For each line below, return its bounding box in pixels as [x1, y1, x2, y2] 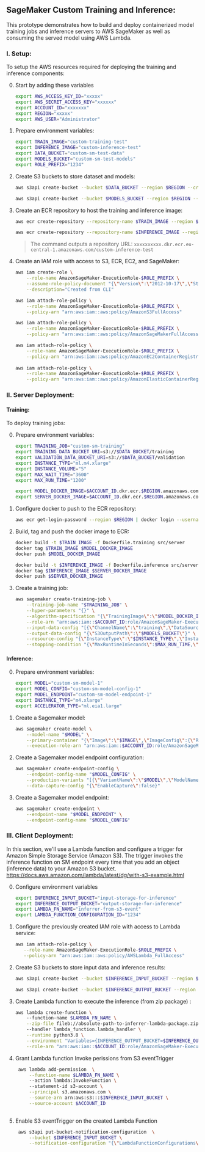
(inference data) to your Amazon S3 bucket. [6, 864, 117, 872]
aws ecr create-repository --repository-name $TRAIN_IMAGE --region [15, 218, 193, 225]
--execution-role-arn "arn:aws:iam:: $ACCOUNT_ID [26, 743, 153, 749]
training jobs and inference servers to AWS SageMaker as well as [6, 27, 171, 35]
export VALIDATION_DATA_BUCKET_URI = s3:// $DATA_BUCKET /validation [15, 454, 185, 461]
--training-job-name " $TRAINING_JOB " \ [26, 602, 128, 608]
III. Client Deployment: [6, 831, 74, 840]
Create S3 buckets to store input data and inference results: [15, 963, 166, 971]
